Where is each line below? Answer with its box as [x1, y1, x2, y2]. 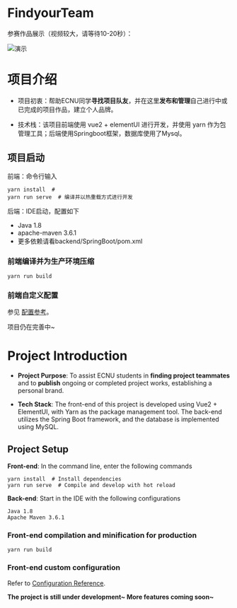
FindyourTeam [7, 5, 94, 21]
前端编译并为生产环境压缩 [7, 256, 95, 266]
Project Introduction [7, 348, 128, 364]
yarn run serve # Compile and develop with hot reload [7, 482, 175, 489]
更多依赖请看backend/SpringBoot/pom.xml [17, 237, 143, 245]
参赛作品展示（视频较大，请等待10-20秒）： [7, 29, 133, 37]
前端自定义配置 [7, 290, 59, 300]
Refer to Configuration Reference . [7, 578, 106, 587]
